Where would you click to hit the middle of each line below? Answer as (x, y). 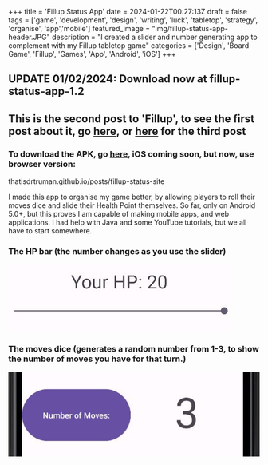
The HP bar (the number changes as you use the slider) (117, 251)
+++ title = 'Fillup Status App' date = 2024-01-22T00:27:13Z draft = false (128, 12)
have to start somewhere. (50, 231)
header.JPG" (29, 37)
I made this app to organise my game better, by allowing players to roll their (132, 197)
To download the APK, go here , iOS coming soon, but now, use (131, 153)
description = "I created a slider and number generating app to (154, 37)
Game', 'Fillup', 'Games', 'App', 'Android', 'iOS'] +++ (93, 54)
